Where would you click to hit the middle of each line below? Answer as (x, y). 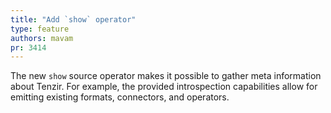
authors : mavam (42, 38)
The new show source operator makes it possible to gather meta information (166, 76)
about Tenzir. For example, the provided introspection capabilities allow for (164, 87)
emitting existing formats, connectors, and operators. (120, 97)
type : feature (40, 29)
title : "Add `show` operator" (73, 19)
